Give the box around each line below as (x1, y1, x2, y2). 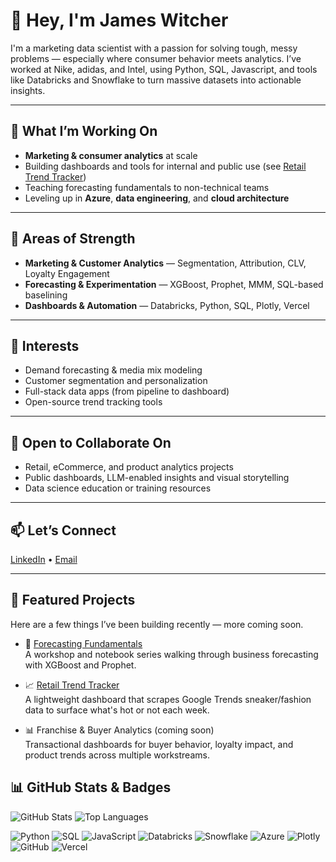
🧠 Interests (10, 337, 80, 354)
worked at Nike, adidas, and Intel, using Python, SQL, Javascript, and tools (10, 63, 318, 75)
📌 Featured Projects (10, 592, 136, 609)
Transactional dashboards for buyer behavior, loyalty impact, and (24, 738, 294, 750)
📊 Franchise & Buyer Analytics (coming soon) (24, 724, 215, 736)
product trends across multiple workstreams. (24, 749, 210, 761)
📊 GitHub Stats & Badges (10, 779, 172, 796)
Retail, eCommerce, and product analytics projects (24, 461, 234, 473)
